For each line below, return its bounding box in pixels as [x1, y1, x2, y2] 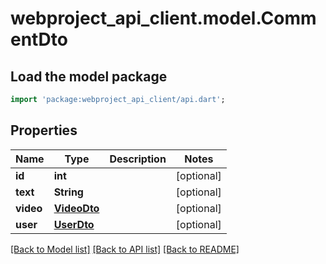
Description [109, 152, 167, 166]
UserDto [53, 217, 95, 231]
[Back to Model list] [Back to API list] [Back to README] [10, 243, 240, 255]
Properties [10, 122, 78, 139]
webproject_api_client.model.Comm [10, 7, 317, 30]
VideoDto [53, 201, 100, 215]
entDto [10, 28, 68, 51]
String [53, 185, 84, 199]
